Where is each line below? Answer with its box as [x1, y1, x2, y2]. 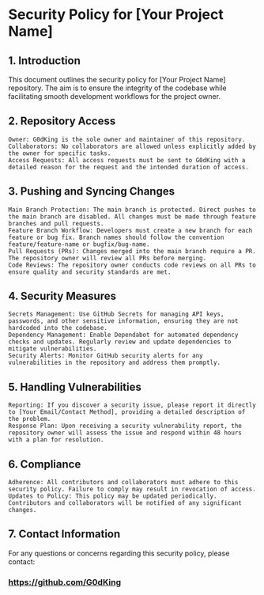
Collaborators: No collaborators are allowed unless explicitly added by [8, 142, 257, 150]
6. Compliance [8, 457, 81, 471]
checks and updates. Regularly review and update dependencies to [8, 338, 232, 346]
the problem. [8, 415, 51, 423]
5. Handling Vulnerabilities [8, 380, 142, 393]
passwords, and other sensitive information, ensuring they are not [8, 317, 239, 325]
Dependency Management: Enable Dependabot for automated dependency [8, 331, 239, 339]
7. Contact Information [8, 528, 121, 541]
